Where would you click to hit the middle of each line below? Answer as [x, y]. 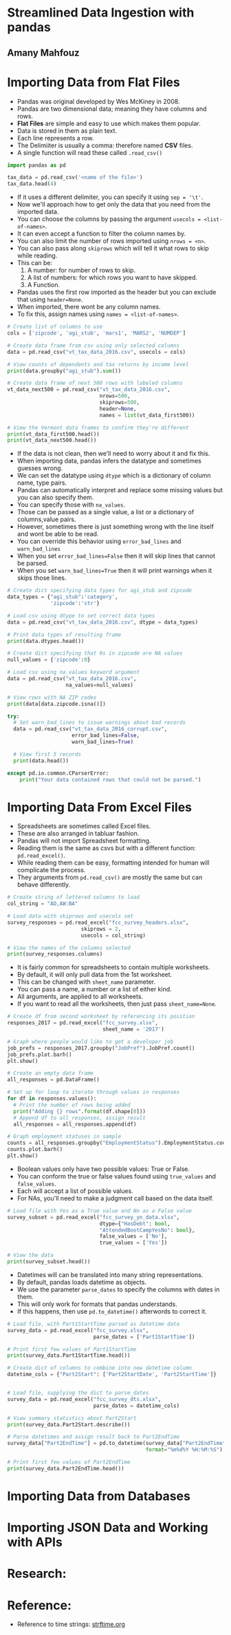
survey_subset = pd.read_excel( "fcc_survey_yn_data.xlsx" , [93, 1217]
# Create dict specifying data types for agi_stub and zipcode [100, 591]
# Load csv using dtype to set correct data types [81, 615]
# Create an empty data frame [51, 1073]
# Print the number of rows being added [72, 1105]
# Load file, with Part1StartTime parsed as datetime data [93, 1324]
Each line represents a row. [55, 138]
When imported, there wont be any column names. [89, 307]
